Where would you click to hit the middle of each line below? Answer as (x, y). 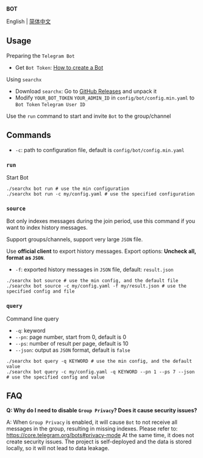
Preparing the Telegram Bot (41, 56)
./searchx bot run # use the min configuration (68, 189)
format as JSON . (26, 258)
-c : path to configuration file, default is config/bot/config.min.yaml (100, 150)
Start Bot (17, 177)
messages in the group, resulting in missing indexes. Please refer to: (92, 429)
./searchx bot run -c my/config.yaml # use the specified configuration (101, 194)
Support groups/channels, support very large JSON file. (75, 239)
